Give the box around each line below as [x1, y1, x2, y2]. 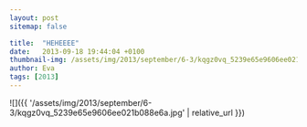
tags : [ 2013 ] [9, 72, 59, 82]
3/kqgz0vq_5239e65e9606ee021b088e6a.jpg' [9, 107, 185, 118]
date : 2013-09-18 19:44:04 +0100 [9, 47, 145, 56]
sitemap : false [9, 22, 68, 31]
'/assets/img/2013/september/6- [29, 97, 153, 108]
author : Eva [9, 64, 55, 73]
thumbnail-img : [9, 56, 68, 65]
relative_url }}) [191, 107, 245, 118]
